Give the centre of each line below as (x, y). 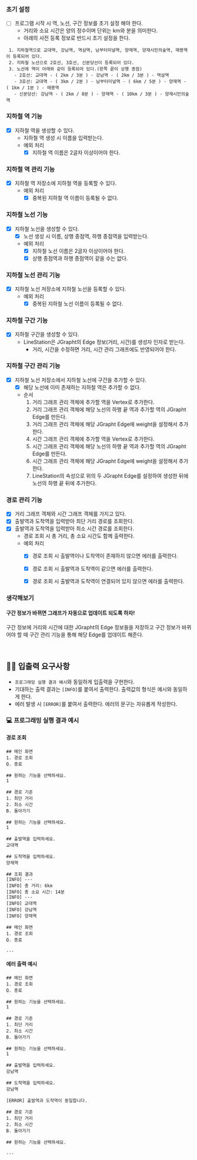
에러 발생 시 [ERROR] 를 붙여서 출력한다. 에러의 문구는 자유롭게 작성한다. (96, 704)
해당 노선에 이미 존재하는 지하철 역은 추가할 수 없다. (82, 387)
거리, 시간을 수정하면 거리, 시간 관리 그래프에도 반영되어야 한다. (104, 349)
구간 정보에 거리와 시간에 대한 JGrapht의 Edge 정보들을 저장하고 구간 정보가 (93, 627)
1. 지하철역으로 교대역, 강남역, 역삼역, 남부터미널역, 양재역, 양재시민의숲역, (91, 50)
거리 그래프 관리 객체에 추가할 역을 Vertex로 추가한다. (93, 402)
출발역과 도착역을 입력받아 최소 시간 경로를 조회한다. (74, 528)
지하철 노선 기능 (27, 215)
